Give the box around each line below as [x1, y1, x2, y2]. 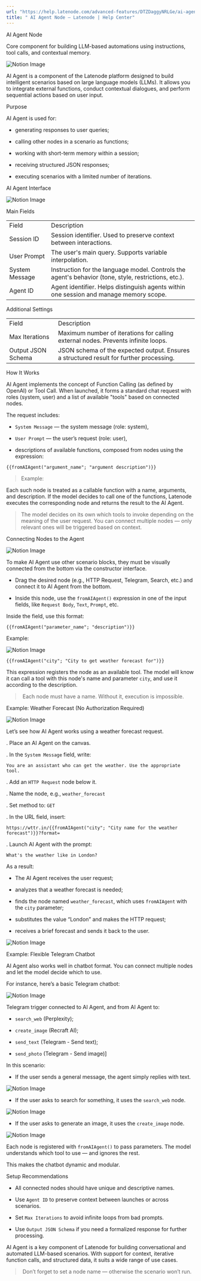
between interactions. [50, 238, 112, 247]
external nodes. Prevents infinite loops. [57, 336, 167, 345]
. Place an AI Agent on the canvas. [6, 739, 91, 746]
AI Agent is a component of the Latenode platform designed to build [6, 72, 174, 79]
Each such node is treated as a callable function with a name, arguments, [6, 486, 187, 493]
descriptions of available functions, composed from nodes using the [14, 446, 184, 453]
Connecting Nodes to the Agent [6, 535, 85, 542]
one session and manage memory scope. [50, 290, 167, 298]
